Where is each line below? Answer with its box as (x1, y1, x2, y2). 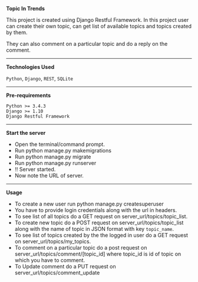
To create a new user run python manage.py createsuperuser (14, 200, 164, 207)
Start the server (6, 130, 46, 136)
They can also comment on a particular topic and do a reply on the (6, 41, 168, 47)
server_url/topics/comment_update (14, 269, 100, 276)
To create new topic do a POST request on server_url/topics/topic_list (14, 219, 184, 226)
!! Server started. (14, 166, 56, 172)
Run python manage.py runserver (14, 160, 97, 167)
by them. (6, 29, 28, 36)
